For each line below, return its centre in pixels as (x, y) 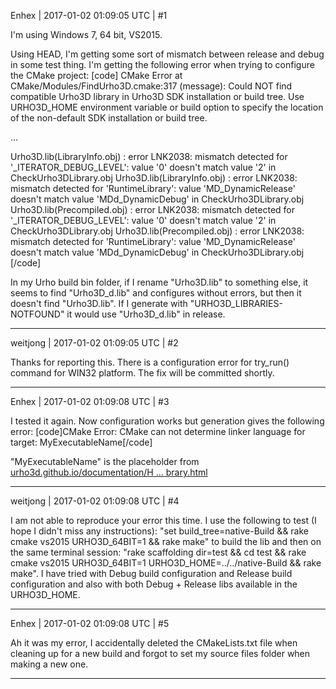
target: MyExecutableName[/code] (81, 442)
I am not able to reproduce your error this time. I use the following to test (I (163, 520)
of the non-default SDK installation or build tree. (109, 118)
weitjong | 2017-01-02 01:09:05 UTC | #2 (94, 343)
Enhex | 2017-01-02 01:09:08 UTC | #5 (90, 623)
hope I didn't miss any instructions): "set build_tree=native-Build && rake (159, 531)
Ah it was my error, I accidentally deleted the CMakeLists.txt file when (154, 643)
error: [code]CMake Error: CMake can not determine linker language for (158, 431)
